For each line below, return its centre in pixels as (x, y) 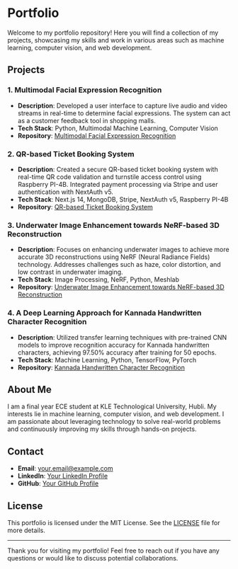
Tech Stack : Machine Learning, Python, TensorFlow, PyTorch (107, 360)
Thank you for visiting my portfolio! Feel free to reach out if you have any (113, 551)
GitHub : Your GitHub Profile (58, 483)
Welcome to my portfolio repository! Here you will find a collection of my (113, 33)
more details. (27, 530)
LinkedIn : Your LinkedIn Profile (63, 476)
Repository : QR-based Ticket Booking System (85, 207)
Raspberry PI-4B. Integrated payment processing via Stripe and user (118, 184)
